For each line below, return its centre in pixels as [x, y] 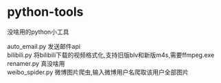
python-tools [45, 12]
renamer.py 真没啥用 [36, 63]
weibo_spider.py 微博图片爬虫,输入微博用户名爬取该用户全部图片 [98, 72]
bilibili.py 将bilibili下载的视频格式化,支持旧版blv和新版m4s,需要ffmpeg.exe [111, 55]
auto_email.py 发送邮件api [44, 46]
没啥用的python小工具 [38, 32]
